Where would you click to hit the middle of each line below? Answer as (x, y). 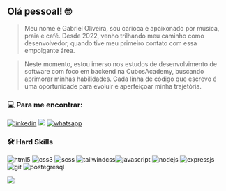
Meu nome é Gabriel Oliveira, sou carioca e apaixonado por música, (122, 28)
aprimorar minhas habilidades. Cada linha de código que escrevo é (120, 79)
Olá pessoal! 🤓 (39, 12)
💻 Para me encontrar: (45, 105)
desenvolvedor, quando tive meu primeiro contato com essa (111, 43)
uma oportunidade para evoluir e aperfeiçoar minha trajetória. (113, 86)
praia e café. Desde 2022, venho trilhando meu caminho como (114, 36)
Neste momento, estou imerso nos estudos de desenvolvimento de (121, 64)
